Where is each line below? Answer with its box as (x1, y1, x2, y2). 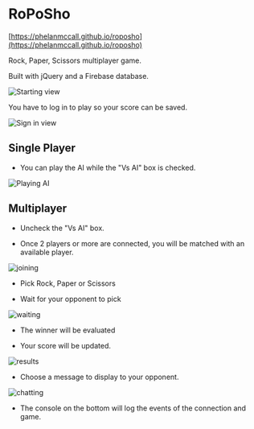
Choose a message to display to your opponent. (19, 372, 179, 382)
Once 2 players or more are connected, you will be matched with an (19, 238, 245, 248)
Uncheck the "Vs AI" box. (19, 223, 104, 233)
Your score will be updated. (19, 340, 111, 350)
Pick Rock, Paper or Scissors (19, 278, 117, 288)
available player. (19, 247, 74, 257)
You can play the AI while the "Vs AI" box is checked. (19, 163, 196, 172)
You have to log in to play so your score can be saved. (8, 102, 187, 112)
